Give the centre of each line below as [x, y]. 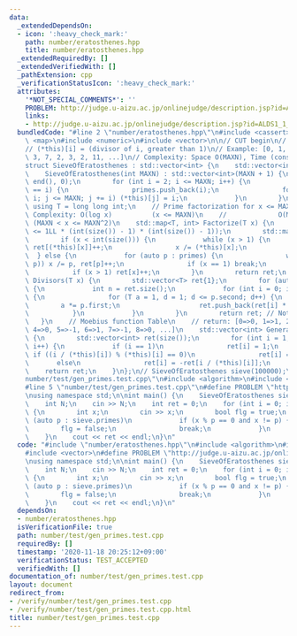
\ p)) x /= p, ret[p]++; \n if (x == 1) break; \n [146, 264]
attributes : [39, 91]
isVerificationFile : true [65, 527]
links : [37, 116]
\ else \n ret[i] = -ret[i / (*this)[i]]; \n [148, 363]
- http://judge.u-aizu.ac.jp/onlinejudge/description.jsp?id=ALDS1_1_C [160, 125]
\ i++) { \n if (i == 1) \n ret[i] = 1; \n [152, 346]
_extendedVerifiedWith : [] [67, 67]
